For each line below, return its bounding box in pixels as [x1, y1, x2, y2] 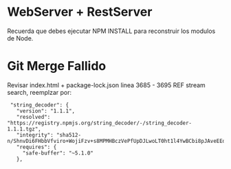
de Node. [7, 34, 34, 42]
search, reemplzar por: [7, 88, 72, 96]
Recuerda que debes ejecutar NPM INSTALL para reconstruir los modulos [7, 27, 216, 35]
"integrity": [16, 131, 54, 138]
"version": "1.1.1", [16, 107, 76, 114]
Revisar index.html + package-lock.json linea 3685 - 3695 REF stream [7, 80, 206, 89]
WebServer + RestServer [7, 4, 153, 20]
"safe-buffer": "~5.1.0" [22, 149, 94, 157]
